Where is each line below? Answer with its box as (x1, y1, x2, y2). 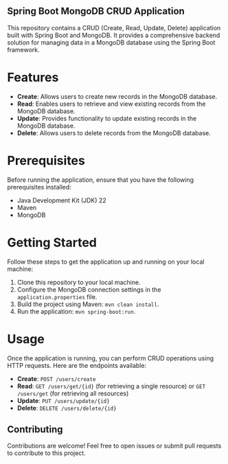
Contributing (7, 424, 63, 435)
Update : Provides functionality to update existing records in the (16, 114, 197, 122)
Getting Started (7, 235, 98, 250)
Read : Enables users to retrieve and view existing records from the (16, 100, 206, 108)
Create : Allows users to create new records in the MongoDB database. (16, 92, 218, 100)
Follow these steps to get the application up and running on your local (7, 257, 205, 266)
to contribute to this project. (7, 449, 86, 457)
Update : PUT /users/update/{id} (16, 396, 110, 404)
